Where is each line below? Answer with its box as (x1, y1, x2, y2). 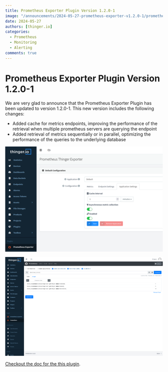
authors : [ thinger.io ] (5, 24, 52, 29)
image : (5, 13, 19, 19)
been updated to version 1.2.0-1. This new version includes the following (5, 105, 154, 111)
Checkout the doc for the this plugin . (5, 361, 81, 367)
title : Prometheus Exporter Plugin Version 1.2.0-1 (5, 8, 115, 13)
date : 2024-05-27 (5, 19, 41, 24)
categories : (5, 29, 30, 35)
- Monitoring (9, 40, 37, 45)
